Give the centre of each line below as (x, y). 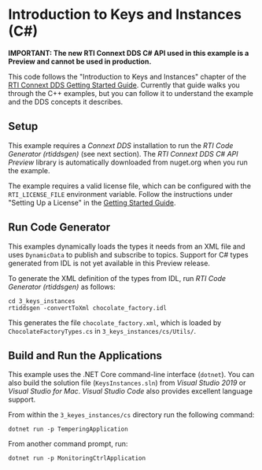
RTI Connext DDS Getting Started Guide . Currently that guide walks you (124, 85)
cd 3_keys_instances (42, 301)
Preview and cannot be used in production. (80, 61)
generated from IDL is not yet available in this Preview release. (109, 263)
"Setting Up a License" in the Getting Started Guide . (92, 202)
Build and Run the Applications (85, 355)
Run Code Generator (59, 227)
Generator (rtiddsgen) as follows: (62, 287)
